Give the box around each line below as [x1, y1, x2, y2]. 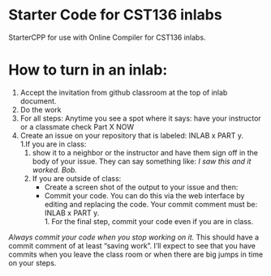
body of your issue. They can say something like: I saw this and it [32, 156, 252, 166]
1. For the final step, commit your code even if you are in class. [44, 216, 254, 226]
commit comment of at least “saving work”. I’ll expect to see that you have [8, 240, 256, 250]
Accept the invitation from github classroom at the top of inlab [19, 87, 228, 97]
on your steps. [8, 257, 57, 268]
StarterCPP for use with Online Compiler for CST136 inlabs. [8, 32, 206, 42]
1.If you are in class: [19, 139, 87, 149]
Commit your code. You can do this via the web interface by [44, 190, 245, 200]
